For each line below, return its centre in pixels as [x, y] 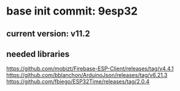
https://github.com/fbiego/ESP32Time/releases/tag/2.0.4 [78, 82]
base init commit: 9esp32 [72, 11]
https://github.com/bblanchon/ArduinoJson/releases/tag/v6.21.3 [87, 75]
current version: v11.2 [48, 34]
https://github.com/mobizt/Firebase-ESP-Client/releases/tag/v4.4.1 [90, 69]
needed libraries [38, 54]
